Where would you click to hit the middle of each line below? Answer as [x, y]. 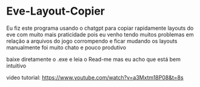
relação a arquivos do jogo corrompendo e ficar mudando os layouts [92, 41]
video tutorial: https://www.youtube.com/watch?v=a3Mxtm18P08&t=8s [95, 77]
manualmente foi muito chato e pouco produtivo [66, 47]
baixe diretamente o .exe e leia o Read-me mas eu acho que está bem [93, 59]
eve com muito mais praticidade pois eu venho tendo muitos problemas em [100, 34]
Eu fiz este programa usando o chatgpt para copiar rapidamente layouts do [100, 28]
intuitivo [16, 66]
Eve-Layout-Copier [55, 11]
